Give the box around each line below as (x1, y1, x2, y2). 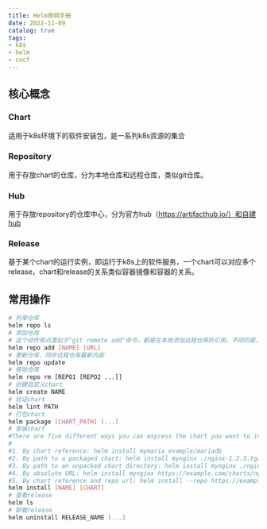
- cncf (8, 56, 30, 64)
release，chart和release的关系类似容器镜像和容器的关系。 (8, 267, 199, 276)
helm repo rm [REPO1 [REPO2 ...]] (8, 373, 123, 381)
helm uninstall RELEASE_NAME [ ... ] (8, 513, 126, 521)
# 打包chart (8, 410, 45, 418)
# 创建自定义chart (8, 380, 64, 389)
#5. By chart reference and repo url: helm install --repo (8, 477, 208, 485)
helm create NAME (8, 388, 66, 396)
